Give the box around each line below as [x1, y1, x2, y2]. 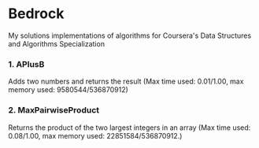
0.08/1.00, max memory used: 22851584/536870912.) [8, 131, 183, 140]
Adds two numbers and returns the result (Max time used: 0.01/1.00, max [8, 76, 244, 87]
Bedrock [8, 5, 65, 23]
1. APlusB [8, 58, 45, 69]
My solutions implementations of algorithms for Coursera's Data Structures [8, 31, 252, 40]
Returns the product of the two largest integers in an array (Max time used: [8, 123, 251, 132]
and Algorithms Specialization [8, 39, 105, 48]
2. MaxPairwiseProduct [8, 105, 100, 116]
